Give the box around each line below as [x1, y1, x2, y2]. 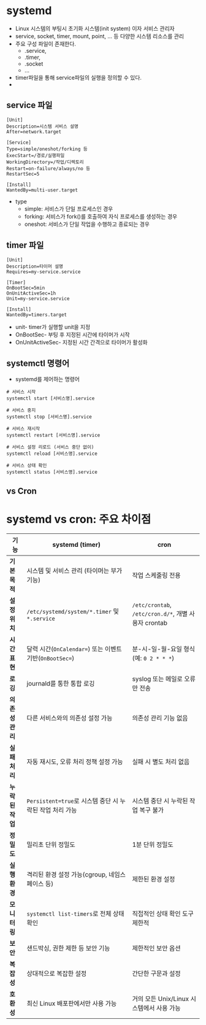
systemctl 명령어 [6, 358, 70, 368]
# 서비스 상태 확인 [6, 463, 47, 469]
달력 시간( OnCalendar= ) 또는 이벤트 [26, 644, 123, 653]
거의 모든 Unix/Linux [132, 994, 189, 1003]
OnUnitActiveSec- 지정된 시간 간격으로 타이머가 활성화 [15, 338, 148, 346]
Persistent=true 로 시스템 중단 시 [26, 796, 118, 805]
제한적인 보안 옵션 [132, 943, 181, 952]
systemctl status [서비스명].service [6, 469, 98, 476]
